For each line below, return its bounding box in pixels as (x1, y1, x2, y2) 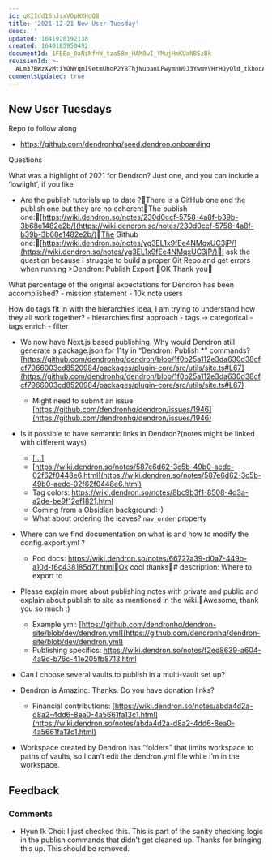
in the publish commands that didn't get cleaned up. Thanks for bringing (19, 835, 261, 845)
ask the (225, 247, 251, 256)
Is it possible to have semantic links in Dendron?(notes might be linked (19, 429, 255, 439)
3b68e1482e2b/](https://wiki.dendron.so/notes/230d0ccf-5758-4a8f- (19, 221, 254, 231)
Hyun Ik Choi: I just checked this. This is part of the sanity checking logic (19, 827, 264, 836)
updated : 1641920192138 (8, 34, 89, 43)
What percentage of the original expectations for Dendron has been (8, 280, 235, 290)
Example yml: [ (32, 620, 83, 630)
